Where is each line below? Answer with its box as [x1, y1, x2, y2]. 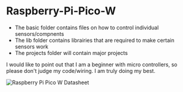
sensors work [14, 43, 49, 50]
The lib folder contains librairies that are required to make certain [14, 36, 175, 44]
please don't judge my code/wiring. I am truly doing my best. [6, 67, 156, 74]
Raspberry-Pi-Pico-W [6, 4, 116, 18]
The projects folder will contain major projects [14, 49, 128, 56]
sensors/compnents [14, 30, 64, 37]
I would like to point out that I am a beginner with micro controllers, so [6, 61, 178, 68]
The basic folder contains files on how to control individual [14, 24, 159, 31]
